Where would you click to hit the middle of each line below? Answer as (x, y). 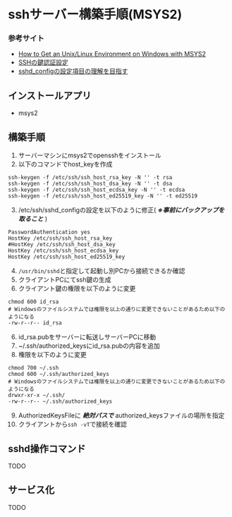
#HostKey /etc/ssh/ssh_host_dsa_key (62, 245)
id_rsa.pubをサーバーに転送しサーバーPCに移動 (87, 337)
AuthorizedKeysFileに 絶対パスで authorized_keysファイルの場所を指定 (121, 415)
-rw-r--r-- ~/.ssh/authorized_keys (60, 402)
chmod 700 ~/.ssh (33, 368)
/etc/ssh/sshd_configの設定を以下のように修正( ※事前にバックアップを (121, 210)
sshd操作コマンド (47, 449)
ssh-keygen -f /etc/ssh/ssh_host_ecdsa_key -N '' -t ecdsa (97, 190)
